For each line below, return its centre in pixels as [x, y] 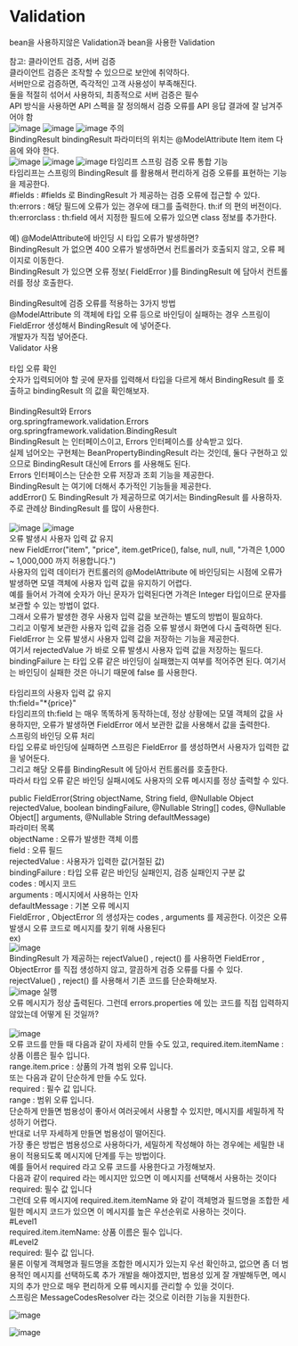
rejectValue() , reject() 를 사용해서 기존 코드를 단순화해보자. [113, 980]
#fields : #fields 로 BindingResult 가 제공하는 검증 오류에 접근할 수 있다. [135, 194]
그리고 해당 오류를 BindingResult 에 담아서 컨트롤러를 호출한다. [119, 769]
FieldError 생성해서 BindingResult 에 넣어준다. [90, 325]
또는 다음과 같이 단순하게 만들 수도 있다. [78, 1078]
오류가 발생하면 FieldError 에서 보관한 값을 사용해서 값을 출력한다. [156, 724]
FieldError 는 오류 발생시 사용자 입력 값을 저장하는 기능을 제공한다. [124, 639]
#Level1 [23, 1221]
